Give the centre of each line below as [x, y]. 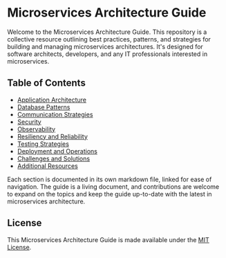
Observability [36, 129]
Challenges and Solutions [54, 158]
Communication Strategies [55, 114]
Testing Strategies [43, 144]
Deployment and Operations [57, 151]
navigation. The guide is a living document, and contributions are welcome [113, 186]
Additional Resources [47, 166]
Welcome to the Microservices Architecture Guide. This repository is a [107, 32]
